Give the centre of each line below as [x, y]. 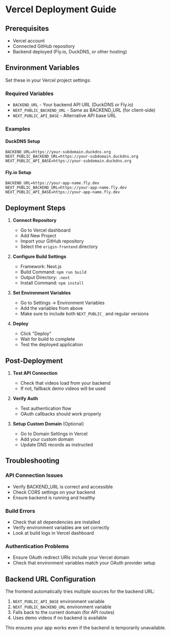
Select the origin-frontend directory [59, 247]
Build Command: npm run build [54, 272]
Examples [18, 129]
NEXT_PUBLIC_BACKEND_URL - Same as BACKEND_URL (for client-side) [84, 110]
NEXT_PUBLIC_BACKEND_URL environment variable [62, 607]
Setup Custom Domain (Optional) [48, 424]
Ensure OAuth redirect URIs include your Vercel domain [71, 557]
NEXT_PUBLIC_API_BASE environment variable [59, 602]
